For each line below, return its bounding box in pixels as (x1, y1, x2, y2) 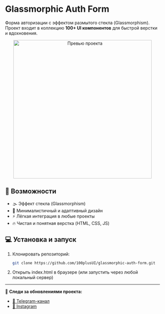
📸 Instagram (12, 304, 37, 310)
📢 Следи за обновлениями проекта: (5, 289, 82, 295)
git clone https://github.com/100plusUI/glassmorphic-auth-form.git (12, 260, 156, 265)
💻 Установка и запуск (5, 235, 77, 244)
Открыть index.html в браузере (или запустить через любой (12, 269, 138, 275)
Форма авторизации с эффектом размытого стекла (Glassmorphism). (5, 20, 150, 26)
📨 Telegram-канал (12, 298, 50, 304)
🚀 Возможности (5, 187, 56, 195)
